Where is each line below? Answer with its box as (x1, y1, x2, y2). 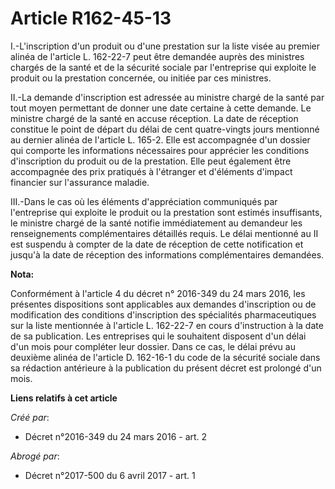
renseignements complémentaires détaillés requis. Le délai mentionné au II (10, 227, 319, 239)
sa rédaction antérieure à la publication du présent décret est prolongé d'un (10, 362, 322, 374)
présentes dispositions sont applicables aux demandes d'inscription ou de (10, 298, 317, 310)
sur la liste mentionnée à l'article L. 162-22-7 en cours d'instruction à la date (10, 319, 324, 331)
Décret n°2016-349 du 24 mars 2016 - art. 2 (24, 430, 208, 442)
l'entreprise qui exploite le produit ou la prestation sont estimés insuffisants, (10, 206, 323, 218)
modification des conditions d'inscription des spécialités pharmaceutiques (10, 308, 317, 321)
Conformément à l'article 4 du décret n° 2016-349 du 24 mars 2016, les (10, 287, 306, 299)
